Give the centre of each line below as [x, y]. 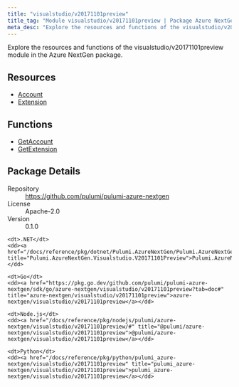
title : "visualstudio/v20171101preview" [68, 14]
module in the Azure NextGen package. [65, 55]
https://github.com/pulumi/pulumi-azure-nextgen [97, 196]
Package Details [44, 171]
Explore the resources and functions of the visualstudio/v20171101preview [116, 48]
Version [18, 218]
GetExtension [37, 149]
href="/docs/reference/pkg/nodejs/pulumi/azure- [103, 320]
